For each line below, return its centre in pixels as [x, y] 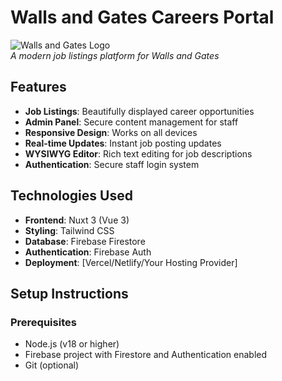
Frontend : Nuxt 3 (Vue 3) [77, 220]
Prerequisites [43, 322]
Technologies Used [71, 196]
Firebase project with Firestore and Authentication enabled [146, 355]
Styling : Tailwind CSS [69, 230]
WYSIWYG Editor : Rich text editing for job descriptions [138, 153]
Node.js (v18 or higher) [72, 344]
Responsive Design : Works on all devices [111, 132]
